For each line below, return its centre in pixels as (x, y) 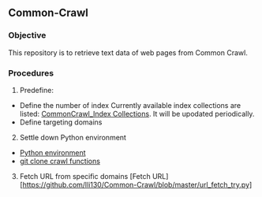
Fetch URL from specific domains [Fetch (85, 176)
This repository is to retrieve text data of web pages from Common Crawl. (128, 52)
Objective (27, 35)
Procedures (31, 72)
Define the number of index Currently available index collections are (130, 105)
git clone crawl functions (60, 161)
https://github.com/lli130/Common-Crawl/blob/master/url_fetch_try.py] (137, 184)
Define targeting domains (61, 122)
